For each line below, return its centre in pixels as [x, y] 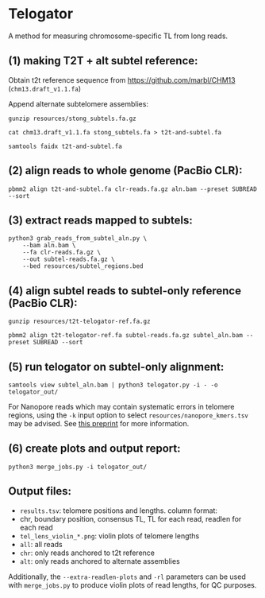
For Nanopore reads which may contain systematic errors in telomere [122, 407]
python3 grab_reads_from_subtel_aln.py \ [78, 239]
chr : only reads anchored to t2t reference [87, 553]
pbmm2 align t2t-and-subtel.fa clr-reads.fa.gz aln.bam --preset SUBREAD [133, 189]
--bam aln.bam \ [50, 246]
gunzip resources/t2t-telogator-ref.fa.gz [79, 322]
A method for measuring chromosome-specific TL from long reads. [118, 36]
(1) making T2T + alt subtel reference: [103, 61]
